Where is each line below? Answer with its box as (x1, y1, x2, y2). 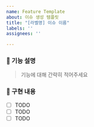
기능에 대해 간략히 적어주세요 (20, 71, 88, 78)
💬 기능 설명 (6, 57, 36, 65)
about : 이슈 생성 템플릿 (6, 14, 59, 20)
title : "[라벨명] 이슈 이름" (6, 20, 70, 26)
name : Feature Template (6, 8, 65, 15)
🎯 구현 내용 (6, 87, 36, 96)
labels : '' (6, 25, 33, 31)
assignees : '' (6, 31, 42, 37)
